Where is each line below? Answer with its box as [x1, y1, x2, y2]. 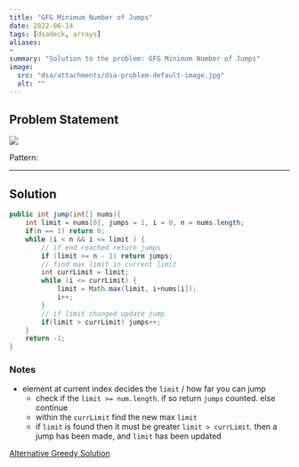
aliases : [9, 37, 42, 47]
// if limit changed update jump [41, 309, 166, 318]
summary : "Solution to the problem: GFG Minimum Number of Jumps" [9, 54, 261, 63]
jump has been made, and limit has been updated [35, 431, 222, 441]
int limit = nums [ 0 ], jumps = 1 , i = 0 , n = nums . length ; [25, 219, 245, 228]
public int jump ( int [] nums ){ [9, 210, 122, 219]
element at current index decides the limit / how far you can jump [21, 383, 267, 394]
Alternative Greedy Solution [9, 448, 111, 459]
